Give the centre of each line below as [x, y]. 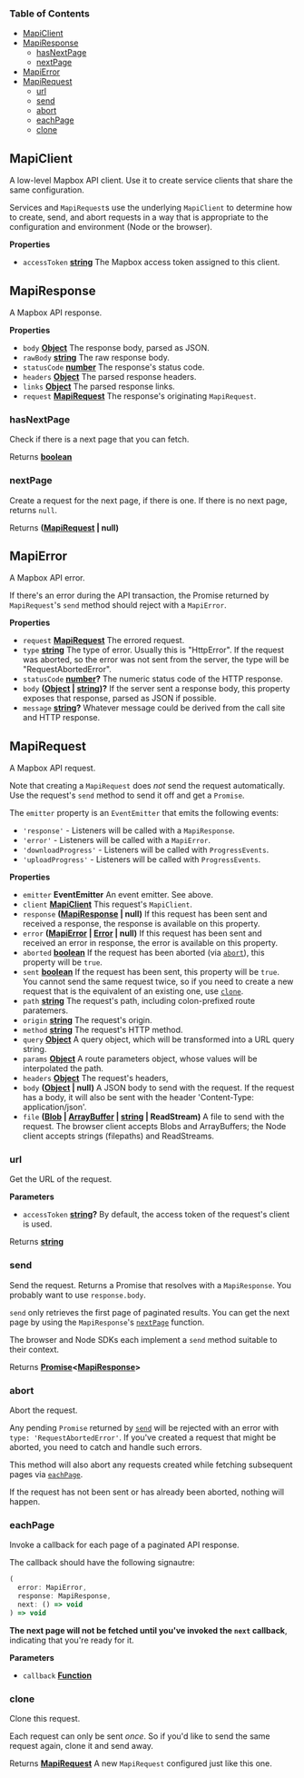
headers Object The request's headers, [95, 1078]
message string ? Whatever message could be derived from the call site [154, 708]
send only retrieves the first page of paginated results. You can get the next [150, 1312]
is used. [37, 1224]
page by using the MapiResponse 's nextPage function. [107, 1322]
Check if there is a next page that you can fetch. [99, 440]
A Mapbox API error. [47, 578]
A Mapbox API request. [53, 768]
